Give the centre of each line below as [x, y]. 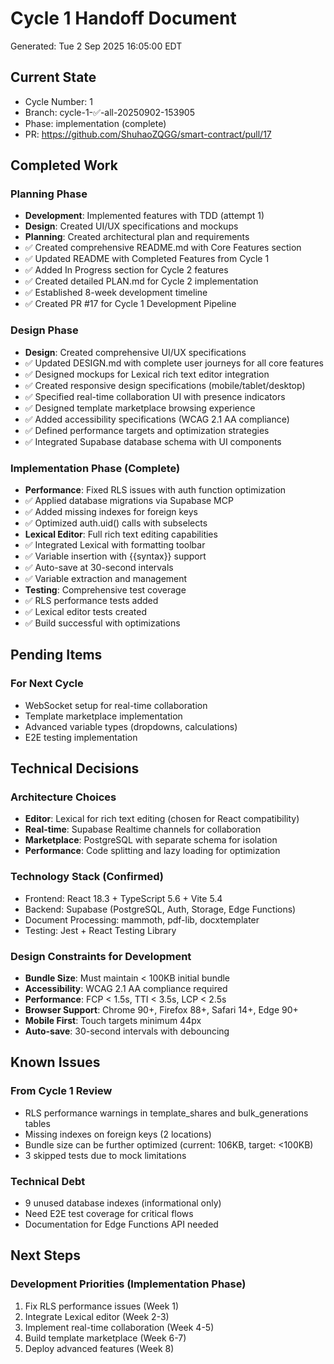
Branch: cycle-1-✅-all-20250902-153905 [109, 112]
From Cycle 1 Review [61, 1091]
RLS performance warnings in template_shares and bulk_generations [166, 1113]
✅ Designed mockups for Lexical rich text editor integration [147, 374]
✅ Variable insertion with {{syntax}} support [115, 556]
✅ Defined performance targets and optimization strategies [147, 430]
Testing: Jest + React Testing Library [100, 930]
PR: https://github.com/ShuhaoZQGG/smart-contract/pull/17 [148, 134]
